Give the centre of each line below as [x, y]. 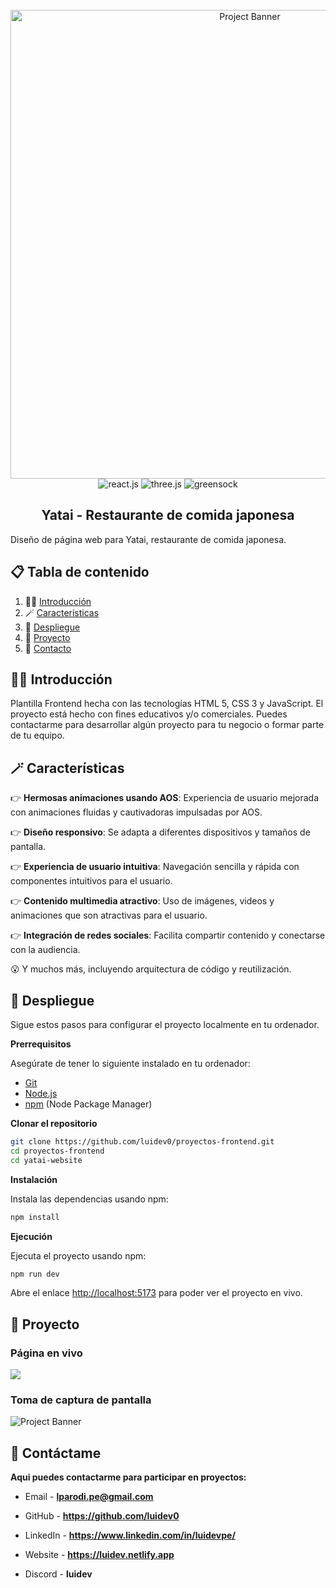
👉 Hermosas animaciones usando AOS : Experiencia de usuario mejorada [165, 798]
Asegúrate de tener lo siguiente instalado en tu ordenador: [130, 1064]
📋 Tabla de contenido [80, 572]
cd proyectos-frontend [57, 1151]
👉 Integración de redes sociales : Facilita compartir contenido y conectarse [168, 935]
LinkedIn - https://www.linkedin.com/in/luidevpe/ [130, 1535]
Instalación [34, 1179]
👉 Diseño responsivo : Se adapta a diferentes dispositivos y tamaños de [160, 832]
